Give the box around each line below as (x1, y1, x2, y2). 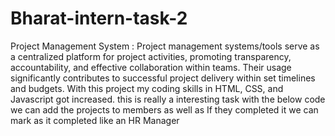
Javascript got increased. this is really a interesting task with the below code (10, 93, 326, 105)
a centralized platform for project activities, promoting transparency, (10, 50, 292, 62)
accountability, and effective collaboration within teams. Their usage (10, 61, 292, 73)
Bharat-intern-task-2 (10, 7, 188, 30)
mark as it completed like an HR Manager (10, 114, 180, 126)
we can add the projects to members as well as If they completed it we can (10, 103, 319, 116)
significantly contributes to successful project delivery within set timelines (10, 72, 316, 84)
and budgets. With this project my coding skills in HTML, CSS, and (10, 82, 284, 94)
